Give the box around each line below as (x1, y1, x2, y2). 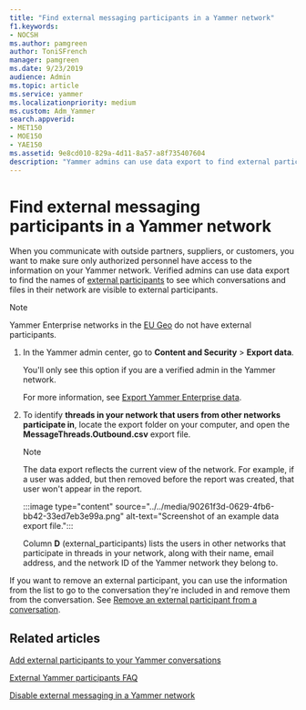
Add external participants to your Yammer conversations (9, 654, 221, 665)
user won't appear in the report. (22, 483, 143, 494)
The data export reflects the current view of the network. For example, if (22, 464, 294, 475)
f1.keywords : (9, 22, 59, 31)
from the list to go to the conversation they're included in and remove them (9, 584, 291, 596)
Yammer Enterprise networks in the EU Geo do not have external (9, 319, 252, 330)
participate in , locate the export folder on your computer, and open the (22, 420, 290, 431)
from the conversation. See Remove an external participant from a (9, 594, 258, 605)
